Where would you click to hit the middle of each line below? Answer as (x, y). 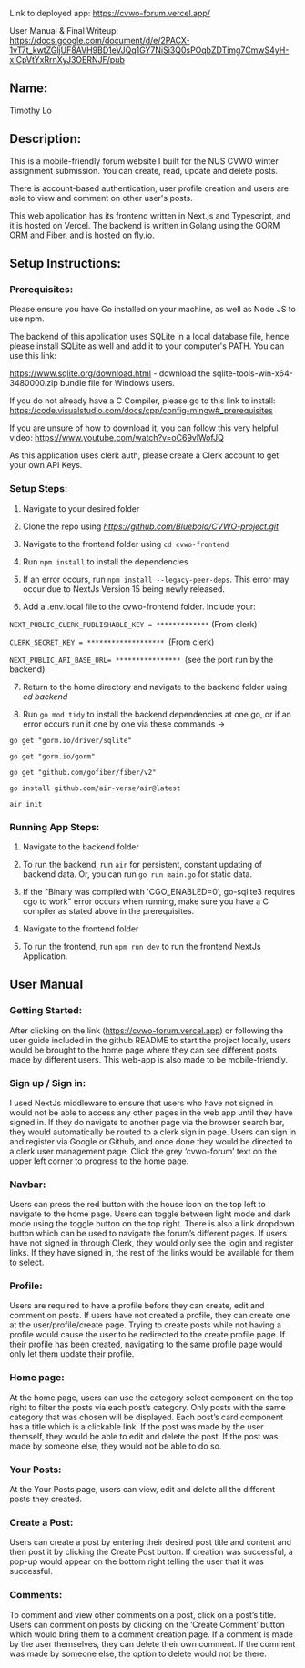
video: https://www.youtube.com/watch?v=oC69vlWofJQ (117, 438)
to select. (27, 1262)
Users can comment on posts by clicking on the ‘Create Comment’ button (147, 1624)
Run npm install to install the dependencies (105, 561)
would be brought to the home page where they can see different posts (143, 1050)
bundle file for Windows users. (117, 383)
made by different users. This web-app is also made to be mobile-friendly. (149, 1059)
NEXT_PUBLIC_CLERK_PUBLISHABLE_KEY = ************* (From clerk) (133, 624)
